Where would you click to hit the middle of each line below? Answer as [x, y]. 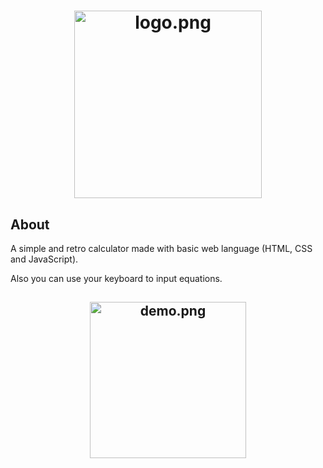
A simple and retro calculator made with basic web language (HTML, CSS [161, 248]
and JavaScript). [44, 259]
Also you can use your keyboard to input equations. [116, 278]
